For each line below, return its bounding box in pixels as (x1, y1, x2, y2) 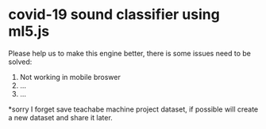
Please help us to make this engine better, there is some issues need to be (8, 48, 252, 58)
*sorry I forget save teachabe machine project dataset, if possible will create (8, 104, 259, 114)
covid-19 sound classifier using (8, 6, 220, 24)
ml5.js (8, 22, 50, 40)
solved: (8, 57, 33, 66)
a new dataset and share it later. (8, 112, 113, 122)
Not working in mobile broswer (19, 72, 121, 82)
